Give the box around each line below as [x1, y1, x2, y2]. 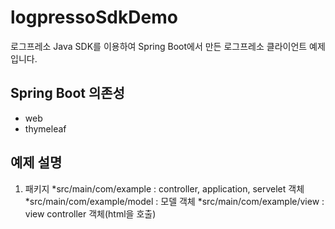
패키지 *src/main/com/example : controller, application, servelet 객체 [24, 182, 305, 195]
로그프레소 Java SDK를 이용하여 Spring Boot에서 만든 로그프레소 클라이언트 [10, 40, 308, 52]
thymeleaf [24, 122, 67, 135]
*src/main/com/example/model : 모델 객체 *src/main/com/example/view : [24, 195, 325, 207]
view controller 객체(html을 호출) [24, 207, 157, 220]
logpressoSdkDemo [10, 6, 178, 29]
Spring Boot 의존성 [10, 85, 125, 102]
